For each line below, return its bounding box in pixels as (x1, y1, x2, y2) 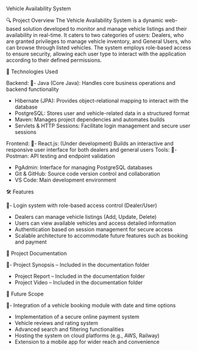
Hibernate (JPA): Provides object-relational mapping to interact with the (14, 97, 189, 104)
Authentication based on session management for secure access (14, 226, 173, 232)
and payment (14, 238, 47, 245)
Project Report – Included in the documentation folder (14, 273, 146, 280)
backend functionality (6, 86, 59, 93)
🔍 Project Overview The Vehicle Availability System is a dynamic (6, 17, 164, 24)
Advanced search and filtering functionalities (14, 326, 124, 333)
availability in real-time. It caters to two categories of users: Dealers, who (6, 32, 184, 38)
